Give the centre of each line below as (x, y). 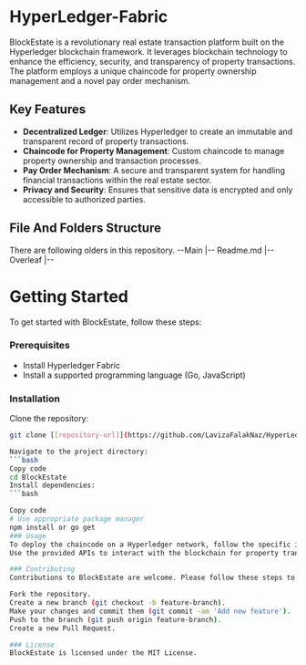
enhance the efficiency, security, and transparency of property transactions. (153, 61)
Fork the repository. (51, 595)
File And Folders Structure (86, 229)
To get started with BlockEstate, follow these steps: (106, 322)
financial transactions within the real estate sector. (117, 180)
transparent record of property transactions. (106, 141)
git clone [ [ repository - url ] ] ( (69, 435)
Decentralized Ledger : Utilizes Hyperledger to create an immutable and (158, 131)
